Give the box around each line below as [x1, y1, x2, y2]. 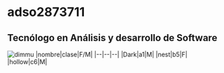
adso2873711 [7, 4, 85, 20]
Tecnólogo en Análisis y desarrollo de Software [7, 32, 218, 44]
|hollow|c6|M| [7, 58, 48, 66]
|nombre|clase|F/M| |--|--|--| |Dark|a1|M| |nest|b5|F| [35, 50, 188, 58]
